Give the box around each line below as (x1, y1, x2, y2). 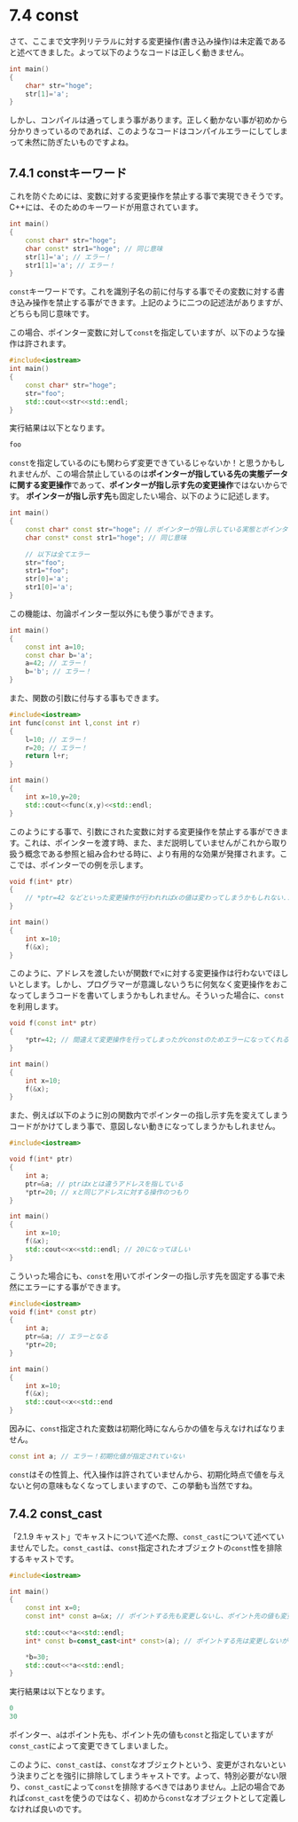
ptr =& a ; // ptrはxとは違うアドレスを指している (25, 1179, 184, 1188)
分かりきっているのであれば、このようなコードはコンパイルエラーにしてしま (9, 126, 288, 137)
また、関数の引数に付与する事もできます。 (9, 693, 164, 703)
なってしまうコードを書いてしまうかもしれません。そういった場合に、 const (9, 990, 285, 1001)
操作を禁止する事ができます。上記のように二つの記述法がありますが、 (32, 297, 288, 308)
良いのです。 (39, 1803, 87, 1815)
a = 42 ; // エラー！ (25, 659, 88, 668)
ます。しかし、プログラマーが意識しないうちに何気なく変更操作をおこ (32, 979, 288, 990)
